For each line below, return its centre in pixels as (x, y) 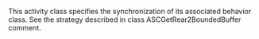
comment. (25, 28)
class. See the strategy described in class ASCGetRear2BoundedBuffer (125, 19)
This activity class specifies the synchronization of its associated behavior (130, 11)
